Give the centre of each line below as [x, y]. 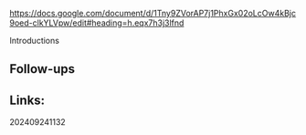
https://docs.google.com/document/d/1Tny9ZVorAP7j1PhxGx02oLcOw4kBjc [153, 13]
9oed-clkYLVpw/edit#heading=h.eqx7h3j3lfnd [97, 23]
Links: [27, 100]
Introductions [34, 41]
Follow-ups [42, 69]
